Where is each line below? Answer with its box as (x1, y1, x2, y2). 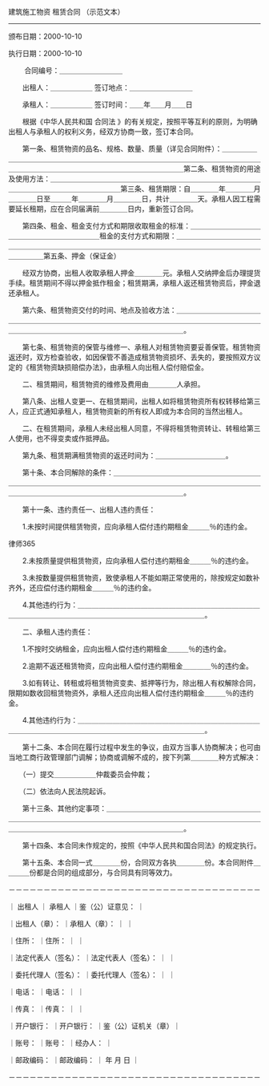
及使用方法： (8, 174, 50, 183)
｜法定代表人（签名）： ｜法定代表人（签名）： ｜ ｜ (8, 953, 176, 962)
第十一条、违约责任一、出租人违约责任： (22, 505, 156, 514)
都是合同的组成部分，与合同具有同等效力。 (35, 868, 177, 877)
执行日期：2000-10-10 (8, 49, 82, 58)
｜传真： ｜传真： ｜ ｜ (8, 1004, 85, 1013)
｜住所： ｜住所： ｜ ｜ (8, 936, 85, 945)
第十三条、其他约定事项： (22, 804, 106, 812)
